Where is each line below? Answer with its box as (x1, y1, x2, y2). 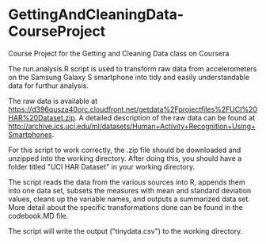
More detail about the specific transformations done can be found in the (8, 202, 243, 212)
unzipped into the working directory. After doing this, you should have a (8, 153, 242, 163)
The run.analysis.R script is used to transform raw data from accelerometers (8, 63, 257, 73)
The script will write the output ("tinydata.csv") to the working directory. (8, 226, 243, 235)
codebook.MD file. (8, 211, 69, 220)
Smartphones (8, 129, 53, 139)
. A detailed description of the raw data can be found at (74, 112, 256, 122)
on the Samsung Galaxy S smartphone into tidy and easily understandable (8, 72, 250, 82)
